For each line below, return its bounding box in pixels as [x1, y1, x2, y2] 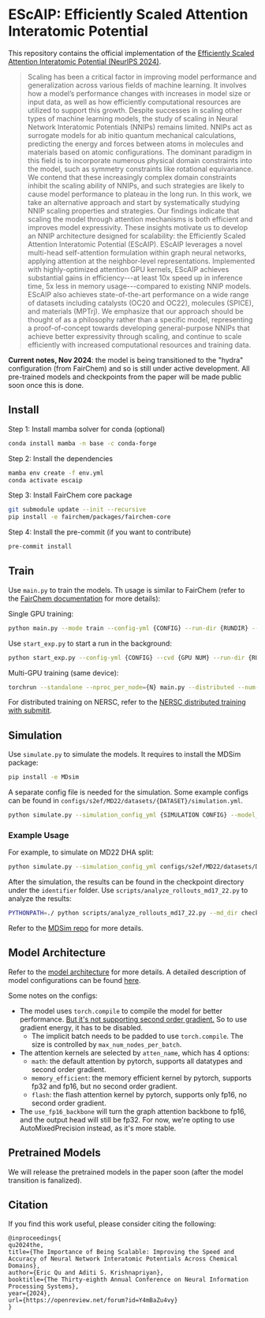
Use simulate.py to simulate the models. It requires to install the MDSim [8, 750, 241, 759]
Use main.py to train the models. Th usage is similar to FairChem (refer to [8, 585, 245, 594]
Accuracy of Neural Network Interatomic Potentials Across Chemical [8, 1255, 238, 1263]
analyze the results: [8, 894, 73, 903]
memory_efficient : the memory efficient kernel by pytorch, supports [31, 1073, 252, 1082]
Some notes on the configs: [8, 991, 99, 1000]
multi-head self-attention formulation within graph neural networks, [27, 248, 247, 257]
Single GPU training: [8, 609, 74, 618]
